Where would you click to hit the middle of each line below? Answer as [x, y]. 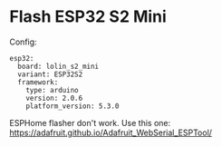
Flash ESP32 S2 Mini [88, 17]
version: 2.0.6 [54, 98]
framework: [38, 82]
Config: [24, 42]
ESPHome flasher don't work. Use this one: [90, 122]
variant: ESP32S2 [50, 74]
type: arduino [52, 90]
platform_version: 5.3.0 [72, 106]
